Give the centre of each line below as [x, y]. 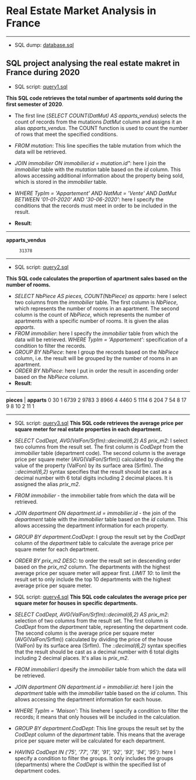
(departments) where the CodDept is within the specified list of [90, 764]
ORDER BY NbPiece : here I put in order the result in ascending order [97, 371]
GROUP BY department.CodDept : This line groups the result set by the [99, 728]
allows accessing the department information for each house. [88, 699]
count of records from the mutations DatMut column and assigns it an [98, 122]
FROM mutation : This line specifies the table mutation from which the [98, 145]
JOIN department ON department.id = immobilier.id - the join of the [95, 513]
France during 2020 [43, 72]
